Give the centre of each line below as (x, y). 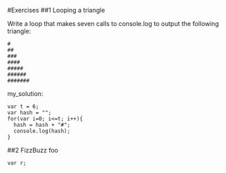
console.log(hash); (42, 131)
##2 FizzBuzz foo (33, 150)
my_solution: (25, 94)
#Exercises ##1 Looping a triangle (56, 10)
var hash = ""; (29, 113)
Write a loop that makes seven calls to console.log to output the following (113, 23)
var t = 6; (23, 106)
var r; (17, 163)
